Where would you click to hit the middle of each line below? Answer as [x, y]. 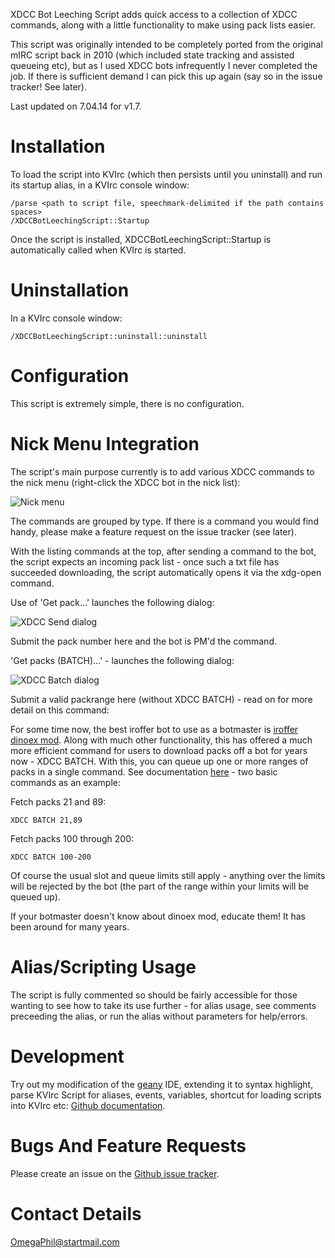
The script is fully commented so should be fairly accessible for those [154, 995]
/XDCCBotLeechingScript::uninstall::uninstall [109, 336]
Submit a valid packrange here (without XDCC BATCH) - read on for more [161, 699]
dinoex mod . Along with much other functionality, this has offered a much [161, 740]
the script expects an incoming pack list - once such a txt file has [145, 561]
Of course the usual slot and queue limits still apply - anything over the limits [168, 875]
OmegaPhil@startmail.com [65, 1241]
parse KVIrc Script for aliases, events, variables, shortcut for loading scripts [166, 1095]
